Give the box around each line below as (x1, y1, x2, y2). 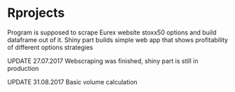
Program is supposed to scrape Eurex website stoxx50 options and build (7, 28, 217, 37)
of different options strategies (7, 43, 93, 51)
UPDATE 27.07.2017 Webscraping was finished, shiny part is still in (7, 56, 199, 65)
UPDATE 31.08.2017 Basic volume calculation (7, 77, 138, 86)
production (7, 64, 39, 72)
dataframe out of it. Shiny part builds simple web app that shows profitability (7, 35, 229, 44)
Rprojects (7, 5, 65, 21)
